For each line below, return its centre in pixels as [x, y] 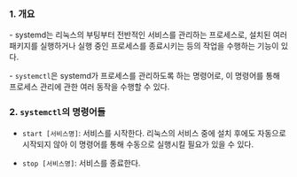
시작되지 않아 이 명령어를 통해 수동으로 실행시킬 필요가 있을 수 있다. [138, 144]
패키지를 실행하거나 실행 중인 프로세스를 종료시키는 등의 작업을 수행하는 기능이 [144, 46]
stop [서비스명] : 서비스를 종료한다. [81, 163]
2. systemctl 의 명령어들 [58, 112]
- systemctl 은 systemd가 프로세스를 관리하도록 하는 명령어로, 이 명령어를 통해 [145, 76]
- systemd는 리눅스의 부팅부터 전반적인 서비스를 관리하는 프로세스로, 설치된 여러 [148, 35]
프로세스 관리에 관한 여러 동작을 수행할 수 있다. [90, 87]
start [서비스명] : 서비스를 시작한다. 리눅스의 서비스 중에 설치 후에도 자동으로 [154, 133]
